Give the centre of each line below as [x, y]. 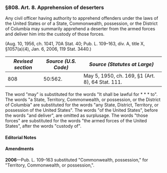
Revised [23, 61]
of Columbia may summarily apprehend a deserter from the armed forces [80, 29]
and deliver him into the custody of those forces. [55, 34]
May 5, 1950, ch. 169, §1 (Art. [119, 76]
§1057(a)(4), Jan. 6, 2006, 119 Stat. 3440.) [48, 49]
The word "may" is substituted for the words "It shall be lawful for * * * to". [82, 94]
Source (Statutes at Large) [122, 65]
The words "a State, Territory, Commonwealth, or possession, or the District [83, 100]
